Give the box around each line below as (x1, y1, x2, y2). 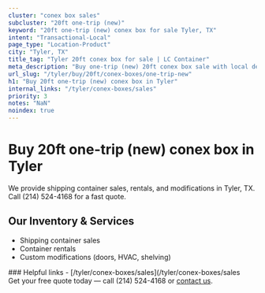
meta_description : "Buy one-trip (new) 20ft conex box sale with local (8, 63, 248, 71)
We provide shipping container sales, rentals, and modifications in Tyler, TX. (8, 183, 256, 193)
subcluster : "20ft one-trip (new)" (8, 19, 125, 27)
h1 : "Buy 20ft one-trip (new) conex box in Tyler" (8, 77, 178, 85)
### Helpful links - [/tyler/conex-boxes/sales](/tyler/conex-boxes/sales (8, 267, 241, 276)
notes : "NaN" (8, 99, 51, 107)
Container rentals (19, 243, 77, 253)
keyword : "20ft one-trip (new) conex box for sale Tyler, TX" (8, 26, 217, 34)
